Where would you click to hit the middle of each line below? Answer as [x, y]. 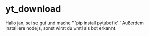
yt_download [33, 9]
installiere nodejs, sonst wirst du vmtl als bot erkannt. [61, 28]
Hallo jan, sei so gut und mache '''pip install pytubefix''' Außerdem [75, 23]
